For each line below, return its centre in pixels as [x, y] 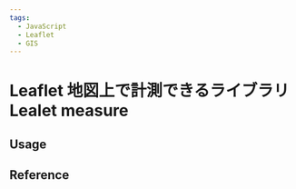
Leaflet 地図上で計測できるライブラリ [149, 91]
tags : [20, 18]
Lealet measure [69, 111]
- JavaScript [42, 26]
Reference [39, 175]
